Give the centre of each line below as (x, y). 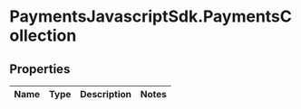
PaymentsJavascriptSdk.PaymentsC (151, 17)
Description (106, 94)
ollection (43, 36)
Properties (40, 69)
